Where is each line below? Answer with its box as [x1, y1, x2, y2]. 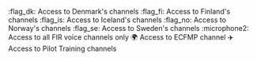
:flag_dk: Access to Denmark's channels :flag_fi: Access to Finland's [8, 7, 231, 16]
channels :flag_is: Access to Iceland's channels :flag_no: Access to [8, 15, 227, 25]
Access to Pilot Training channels [8, 44, 117, 53]
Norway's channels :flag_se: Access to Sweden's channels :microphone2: [8, 24, 249, 32]
